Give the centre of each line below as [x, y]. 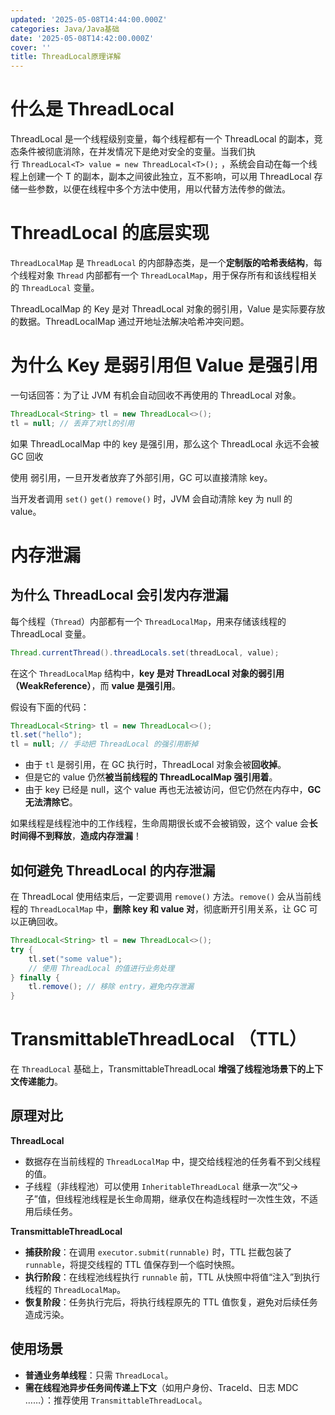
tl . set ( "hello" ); [46, 735]
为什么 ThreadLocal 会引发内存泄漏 [119, 595]
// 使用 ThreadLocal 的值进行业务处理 [101, 968]
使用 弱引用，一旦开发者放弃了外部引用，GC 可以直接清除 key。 [141, 477]
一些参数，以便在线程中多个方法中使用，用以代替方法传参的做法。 [154, 189]
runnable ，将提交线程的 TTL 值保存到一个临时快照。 [132, 1264]
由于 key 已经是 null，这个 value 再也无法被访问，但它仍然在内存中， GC [173, 790]
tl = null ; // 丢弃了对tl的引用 [72, 423]
